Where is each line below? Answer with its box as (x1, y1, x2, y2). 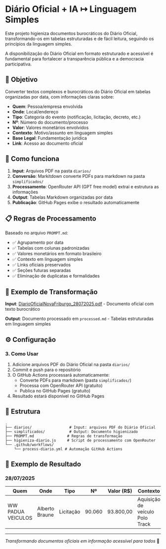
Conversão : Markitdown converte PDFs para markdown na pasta (12, 173, 145, 179)
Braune (37, 511, 54, 518)
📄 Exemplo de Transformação (5, 287, 98, 296)
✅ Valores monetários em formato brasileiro (12, 251, 102, 257)
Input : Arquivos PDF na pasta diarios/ (12, 167, 91, 174)
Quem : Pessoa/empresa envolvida (12, 103, 83, 110)
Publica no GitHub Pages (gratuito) (19, 387, 90, 393)
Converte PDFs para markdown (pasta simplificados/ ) (19, 377, 132, 383)
